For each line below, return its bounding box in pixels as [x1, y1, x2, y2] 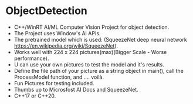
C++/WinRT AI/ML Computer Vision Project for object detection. [13, 24, 170, 31]
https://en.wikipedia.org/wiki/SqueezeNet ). [13, 42, 118, 49]
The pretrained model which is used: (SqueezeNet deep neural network [13, 36, 187, 43]
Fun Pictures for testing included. [13, 79, 94, 86]
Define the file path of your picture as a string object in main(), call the [13, 67, 184, 74]
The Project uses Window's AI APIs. [13, 29, 101, 36]
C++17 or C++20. [13, 92, 56, 99]
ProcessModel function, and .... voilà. [13, 73, 104, 80]
